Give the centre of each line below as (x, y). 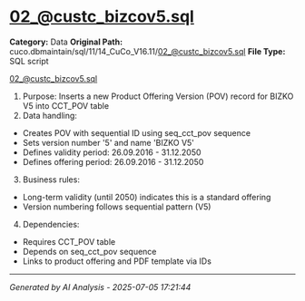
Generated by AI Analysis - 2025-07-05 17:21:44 (100, 286)
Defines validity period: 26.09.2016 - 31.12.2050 (112, 152)
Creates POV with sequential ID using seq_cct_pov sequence (137, 132)
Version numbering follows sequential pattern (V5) (117, 207)
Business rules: (51, 180)
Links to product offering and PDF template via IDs (117, 261)
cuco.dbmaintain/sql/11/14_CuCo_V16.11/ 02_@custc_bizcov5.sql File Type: (148, 51)
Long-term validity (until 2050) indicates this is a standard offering (147, 197)
